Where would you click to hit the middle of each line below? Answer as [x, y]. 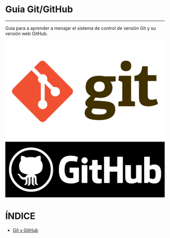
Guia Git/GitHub [39, 9]
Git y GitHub [25, 230]
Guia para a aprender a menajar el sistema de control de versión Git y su [80, 28]
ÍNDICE [20, 216]
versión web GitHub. [27, 33]
